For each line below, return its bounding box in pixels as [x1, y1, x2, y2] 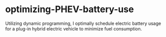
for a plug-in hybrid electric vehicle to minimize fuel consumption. [5, 25, 142, 31]
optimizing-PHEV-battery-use [5, 4, 134, 15]
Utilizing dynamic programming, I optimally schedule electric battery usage [5, 20, 161, 26]
